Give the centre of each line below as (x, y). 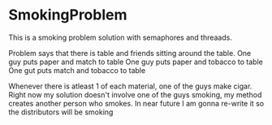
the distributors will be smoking (61, 112)
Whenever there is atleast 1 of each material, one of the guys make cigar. (130, 86)
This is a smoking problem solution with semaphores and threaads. (121, 37)
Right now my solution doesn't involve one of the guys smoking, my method (135, 94)
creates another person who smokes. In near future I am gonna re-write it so (136, 103)
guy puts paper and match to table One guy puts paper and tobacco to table (136, 62)
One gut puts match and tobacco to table (77, 70)
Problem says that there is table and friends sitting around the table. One (130, 53)
